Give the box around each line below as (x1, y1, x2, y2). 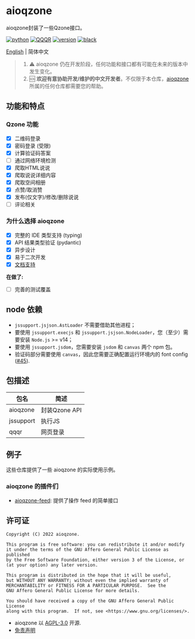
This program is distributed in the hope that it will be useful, (6, 573, 172, 579)
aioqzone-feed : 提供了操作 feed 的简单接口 (14, 497, 118, 504)
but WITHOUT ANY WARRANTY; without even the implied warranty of (6, 577, 169, 584)
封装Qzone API (40, 406, 82, 414)
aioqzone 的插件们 (6, 482, 59, 491)
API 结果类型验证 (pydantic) (14, 239, 81, 246)
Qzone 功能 (6, 120, 39, 128)
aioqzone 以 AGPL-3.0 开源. (14, 620, 81, 627)
